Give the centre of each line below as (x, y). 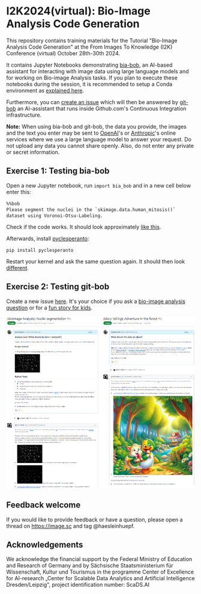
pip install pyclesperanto (40, 250)
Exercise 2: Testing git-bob (58, 287)
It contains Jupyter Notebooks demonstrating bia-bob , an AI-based (89, 65)
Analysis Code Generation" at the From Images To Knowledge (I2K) (89, 47)
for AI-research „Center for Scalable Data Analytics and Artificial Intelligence (100, 578)
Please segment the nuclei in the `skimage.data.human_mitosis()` (91, 210)
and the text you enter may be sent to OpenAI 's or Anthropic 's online (91, 133)
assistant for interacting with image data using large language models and (97, 71)
